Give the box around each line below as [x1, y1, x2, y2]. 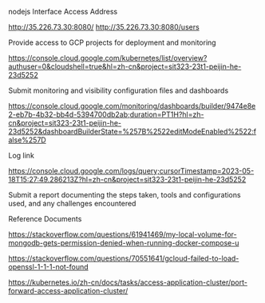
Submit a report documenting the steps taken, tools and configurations [8, 190, 241, 199]
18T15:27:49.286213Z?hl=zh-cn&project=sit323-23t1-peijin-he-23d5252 [8, 175, 247, 184]
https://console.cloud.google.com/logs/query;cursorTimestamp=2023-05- [8, 166, 255, 175]
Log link [8, 151, 34, 160]
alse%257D [8, 135, 46, 145]
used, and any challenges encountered [8, 199, 136, 208]
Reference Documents [8, 214, 82, 223]
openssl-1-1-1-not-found [8, 262, 89, 271]
